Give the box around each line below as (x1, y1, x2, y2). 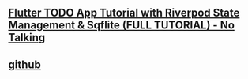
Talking (8, 31, 46, 44)
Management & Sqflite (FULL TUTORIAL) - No (8, 19, 235, 32)
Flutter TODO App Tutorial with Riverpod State (8, 6, 240, 20)
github (8, 58, 42, 71)
